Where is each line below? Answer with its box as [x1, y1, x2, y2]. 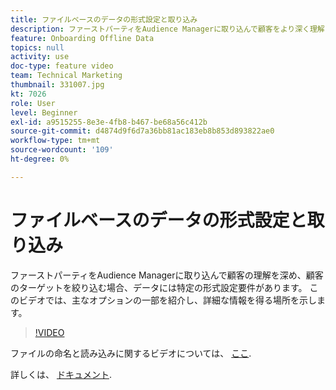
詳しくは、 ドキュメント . [10, 368, 112, 380]
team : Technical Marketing [10, 71, 123, 81]
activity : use [10, 52, 70, 62]
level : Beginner [10, 107, 78, 118]
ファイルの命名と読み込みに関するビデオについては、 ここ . [10, 347, 252, 359]
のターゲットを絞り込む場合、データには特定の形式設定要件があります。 [10, 281, 308, 293]
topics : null [10, 42, 65, 53]
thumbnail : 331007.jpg [10, 80, 105, 90]
